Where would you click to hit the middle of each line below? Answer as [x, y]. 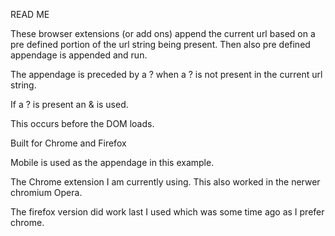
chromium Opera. [46, 192]
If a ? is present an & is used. [69, 104]
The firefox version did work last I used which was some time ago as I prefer [167, 212]
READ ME [30, 14]
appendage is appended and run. [79, 55]
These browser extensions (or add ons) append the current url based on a [163, 33]
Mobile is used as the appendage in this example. [112, 162]
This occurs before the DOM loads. [82, 123]
